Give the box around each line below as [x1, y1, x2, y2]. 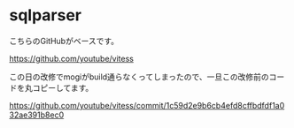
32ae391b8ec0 [9, 109, 65, 120]
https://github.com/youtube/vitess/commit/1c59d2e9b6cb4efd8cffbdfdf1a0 [9, 100, 285, 110]
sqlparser [9, 5, 82, 26]
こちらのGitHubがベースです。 [9, 35, 120, 46]
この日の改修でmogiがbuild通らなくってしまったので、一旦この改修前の [9, 72, 270, 82]
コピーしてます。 [32, 82, 94, 93]
